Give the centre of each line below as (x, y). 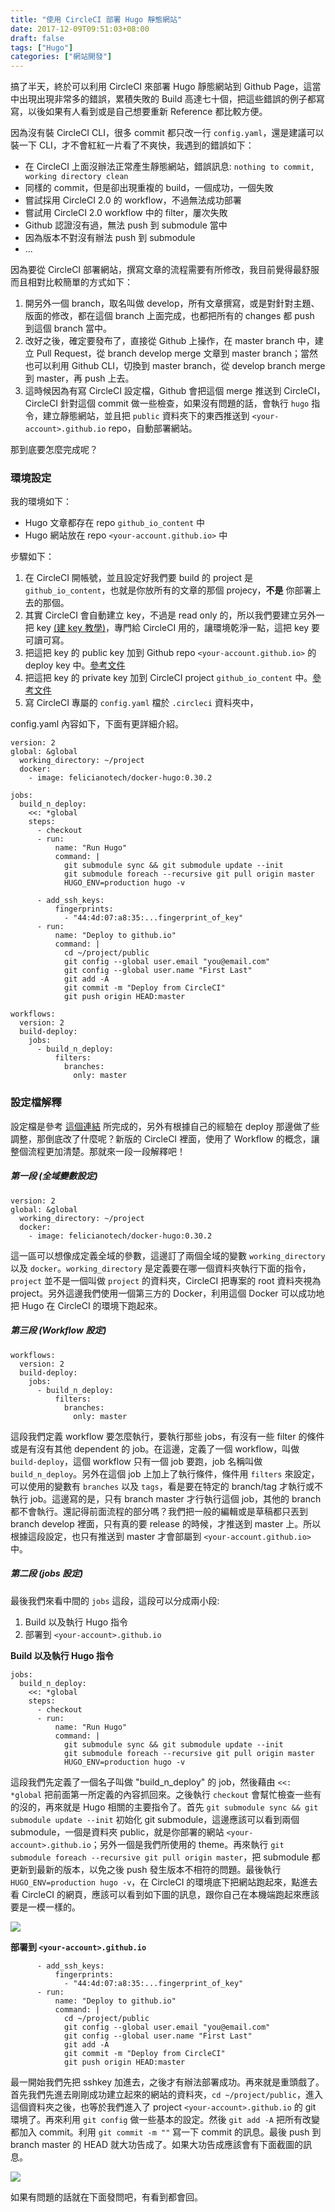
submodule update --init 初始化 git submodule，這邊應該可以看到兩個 (155, 1819)
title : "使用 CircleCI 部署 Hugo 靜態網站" (96, 19)
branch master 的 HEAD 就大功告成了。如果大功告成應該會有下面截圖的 (156, 2144)
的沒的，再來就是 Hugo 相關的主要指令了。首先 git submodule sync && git (164, 1807)
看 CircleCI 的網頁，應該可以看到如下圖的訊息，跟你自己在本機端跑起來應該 (165, 1894)
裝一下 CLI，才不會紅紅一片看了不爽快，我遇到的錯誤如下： (132, 145)
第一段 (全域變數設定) (54, 1176)
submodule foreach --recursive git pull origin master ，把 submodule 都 (165, 1857)
